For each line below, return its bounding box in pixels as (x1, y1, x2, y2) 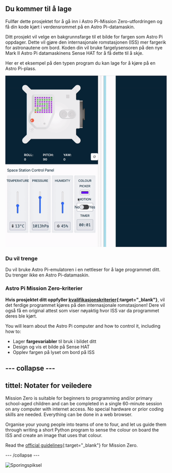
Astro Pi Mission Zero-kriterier (5, 285, 83, 292)
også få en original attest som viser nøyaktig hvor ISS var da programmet (5, 307, 160, 313)
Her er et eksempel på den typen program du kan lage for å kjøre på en (5, 60, 156, 66)
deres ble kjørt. (5, 313, 37, 319)
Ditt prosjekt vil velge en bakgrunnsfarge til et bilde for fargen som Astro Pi (5, 33, 163, 40)
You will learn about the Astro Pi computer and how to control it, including (5, 323, 161, 329)
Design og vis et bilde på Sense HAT (12, 344, 90, 350)
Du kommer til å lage (5, 5, 72, 13)
